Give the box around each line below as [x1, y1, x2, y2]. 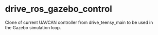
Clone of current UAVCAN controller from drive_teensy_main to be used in [5, 19, 153, 25]
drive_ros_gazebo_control [5, 3, 112, 15]
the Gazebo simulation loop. [5, 24, 61, 30]
